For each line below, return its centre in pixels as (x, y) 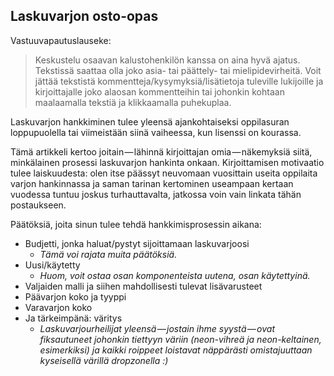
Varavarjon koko (58, 307)
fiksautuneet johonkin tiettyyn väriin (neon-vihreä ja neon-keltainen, (180, 339)
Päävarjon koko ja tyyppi (75, 296)
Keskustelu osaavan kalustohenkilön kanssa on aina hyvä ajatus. (167, 60)
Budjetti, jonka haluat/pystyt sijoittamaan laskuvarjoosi (137, 243)
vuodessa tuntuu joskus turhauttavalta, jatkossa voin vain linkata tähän (156, 194)
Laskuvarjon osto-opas (84, 16)
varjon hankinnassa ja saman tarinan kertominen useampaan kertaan (152, 183)
